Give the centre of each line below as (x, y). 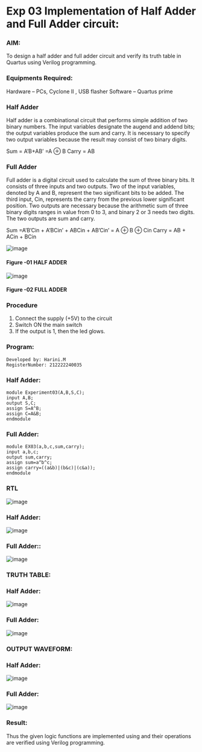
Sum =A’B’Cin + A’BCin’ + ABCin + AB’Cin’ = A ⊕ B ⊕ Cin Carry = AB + (96, 231)
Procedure (22, 306)
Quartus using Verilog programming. (52, 62)
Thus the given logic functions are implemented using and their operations (99, 736)
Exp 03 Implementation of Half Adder (101, 11)
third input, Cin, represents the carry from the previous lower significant (96, 199)
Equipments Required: (39, 78)
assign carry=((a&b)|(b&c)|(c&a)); (51, 468)
